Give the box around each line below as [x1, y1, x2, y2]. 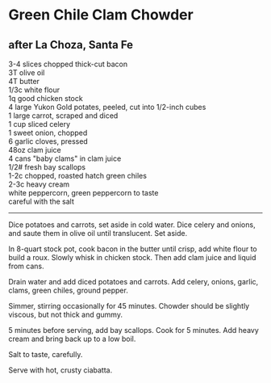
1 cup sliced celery [8, 120, 71, 128]
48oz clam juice [8, 145, 62, 154]
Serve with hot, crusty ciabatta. [8, 365, 113, 375]
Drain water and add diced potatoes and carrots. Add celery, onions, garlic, [8, 277, 259, 286]
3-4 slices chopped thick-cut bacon [8, 59, 127, 69]
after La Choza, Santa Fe [8, 38, 134, 52]
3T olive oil [8, 68, 45, 78]
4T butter [8, 77, 40, 86]
